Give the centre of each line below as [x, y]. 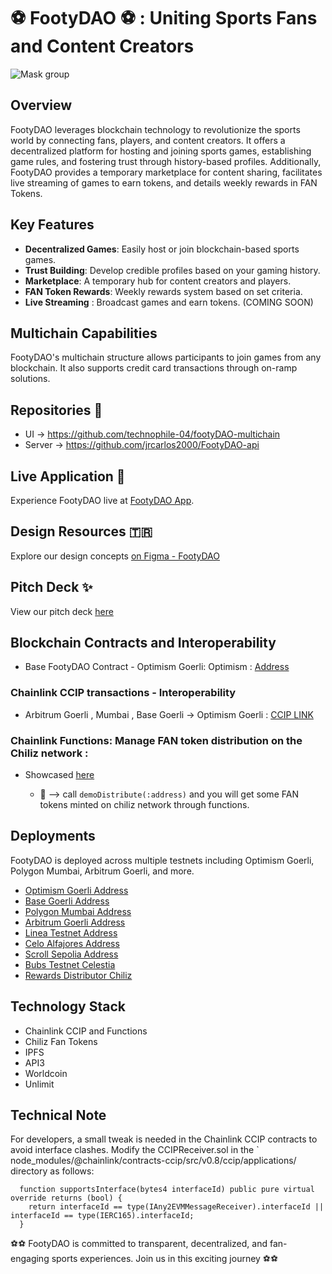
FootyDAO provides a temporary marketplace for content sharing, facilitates [166, 172]
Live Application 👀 [68, 476]
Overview [41, 105]
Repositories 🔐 [56, 410]
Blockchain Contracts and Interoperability [143, 643]
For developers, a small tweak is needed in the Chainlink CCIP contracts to [164, 1139]
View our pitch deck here [62, 611]
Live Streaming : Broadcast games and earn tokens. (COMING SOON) [169, 302]
